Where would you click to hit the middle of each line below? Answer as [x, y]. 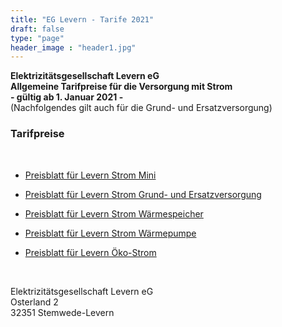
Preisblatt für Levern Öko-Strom [90, 252]
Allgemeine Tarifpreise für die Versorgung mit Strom [121, 87]
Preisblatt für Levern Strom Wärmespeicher [114, 213]
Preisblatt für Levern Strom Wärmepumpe [110, 233]
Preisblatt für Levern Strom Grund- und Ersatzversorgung [143, 194]
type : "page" [37, 38]
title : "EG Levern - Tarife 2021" [82, 19]
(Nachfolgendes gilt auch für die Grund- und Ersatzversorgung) [141, 108]
